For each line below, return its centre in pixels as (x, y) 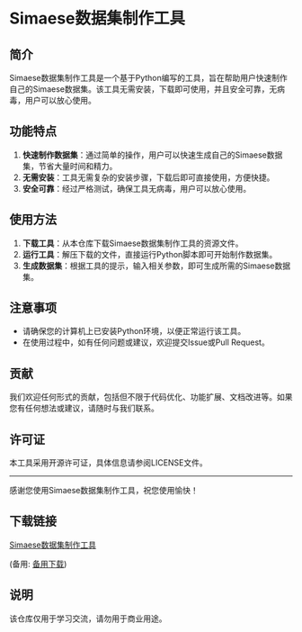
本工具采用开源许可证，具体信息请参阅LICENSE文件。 (109, 463)
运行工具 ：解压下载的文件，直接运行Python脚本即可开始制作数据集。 (150, 254)
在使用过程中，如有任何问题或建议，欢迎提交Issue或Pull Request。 (146, 342)
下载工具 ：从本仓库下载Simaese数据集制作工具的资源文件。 (133, 243)
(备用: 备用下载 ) (38, 564)
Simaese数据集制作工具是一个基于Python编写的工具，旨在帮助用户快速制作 (148, 78)
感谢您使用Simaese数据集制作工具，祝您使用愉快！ (104, 491)
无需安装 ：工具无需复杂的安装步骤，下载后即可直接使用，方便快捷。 (148, 177)
